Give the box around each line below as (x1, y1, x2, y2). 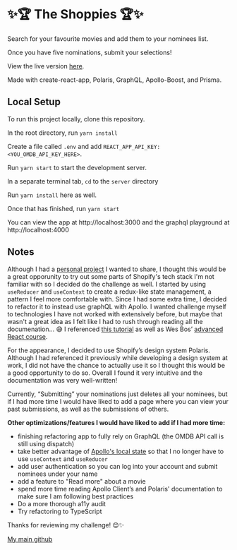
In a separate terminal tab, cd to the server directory (7, 177, 159, 185)
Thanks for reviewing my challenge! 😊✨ (7, 520, 125, 529)
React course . (7, 332, 48, 340)
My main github (7, 534, 53, 543)
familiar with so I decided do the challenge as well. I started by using (7, 280, 207, 288)
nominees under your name (17, 470, 98, 478)
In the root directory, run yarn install (7, 128, 118, 137)
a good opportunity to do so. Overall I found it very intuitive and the (7, 369, 203, 377)
